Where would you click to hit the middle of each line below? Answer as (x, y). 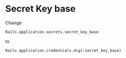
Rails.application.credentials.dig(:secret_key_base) (64, 50)
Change (13, 23)
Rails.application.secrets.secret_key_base (52, 32)
